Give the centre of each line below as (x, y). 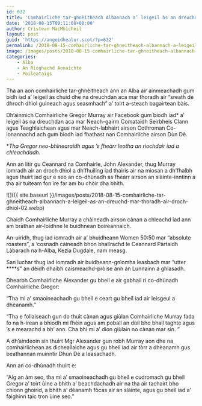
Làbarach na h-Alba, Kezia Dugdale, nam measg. (67, 250)
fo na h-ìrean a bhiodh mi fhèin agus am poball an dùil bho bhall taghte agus (101, 323)
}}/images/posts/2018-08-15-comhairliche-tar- (108, 195)
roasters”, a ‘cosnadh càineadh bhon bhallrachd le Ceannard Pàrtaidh (92, 244)
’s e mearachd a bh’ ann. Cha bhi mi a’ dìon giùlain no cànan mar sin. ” (93, 329)
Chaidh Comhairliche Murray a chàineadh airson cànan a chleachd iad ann (99, 220)
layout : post (23, 34)
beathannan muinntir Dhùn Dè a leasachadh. (61, 354)
